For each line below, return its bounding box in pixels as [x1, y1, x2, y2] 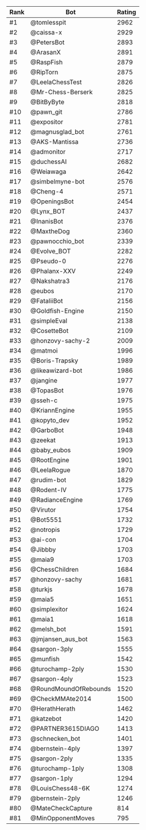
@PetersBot [30, 38, 65, 47]
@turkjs [30, 585, 53, 593]
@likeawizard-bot [30, 367, 82, 375]
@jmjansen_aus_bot [30, 635, 88, 643]
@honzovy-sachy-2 [30, 337, 90, 345]
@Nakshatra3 [30, 277, 70, 285]
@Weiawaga [30, 168, 67, 176]
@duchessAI [30, 157, 67, 166]
